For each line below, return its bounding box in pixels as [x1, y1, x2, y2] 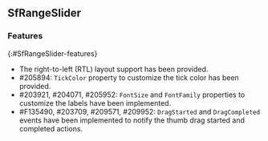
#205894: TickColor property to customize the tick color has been [18, 72, 240, 83]
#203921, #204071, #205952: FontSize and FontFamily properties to [18, 90, 246, 99]
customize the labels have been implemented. [18, 98, 172, 107]
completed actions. [18, 123, 83, 133]
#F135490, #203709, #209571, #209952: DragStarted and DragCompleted [18, 107, 261, 116]
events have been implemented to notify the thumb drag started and [18, 115, 246, 125]
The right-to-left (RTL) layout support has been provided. [18, 64, 209, 74]
